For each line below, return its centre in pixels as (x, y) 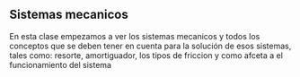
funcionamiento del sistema (61, 64)
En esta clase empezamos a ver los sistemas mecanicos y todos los (135, 36)
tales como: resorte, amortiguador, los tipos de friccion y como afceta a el (146, 55)
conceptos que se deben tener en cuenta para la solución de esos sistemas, (150, 46)
